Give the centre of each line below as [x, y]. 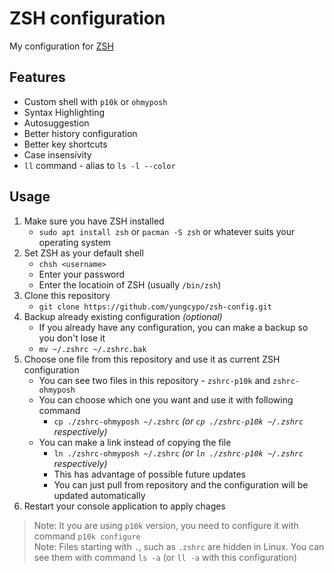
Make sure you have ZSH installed [94, 221]
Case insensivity [57, 154]
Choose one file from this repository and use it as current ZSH [152, 359]
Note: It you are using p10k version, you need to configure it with [166, 525]
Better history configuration [80, 133]
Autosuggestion [56, 123]
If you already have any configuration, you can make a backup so [173, 327]
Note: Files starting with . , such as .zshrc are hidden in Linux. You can [179, 546]
